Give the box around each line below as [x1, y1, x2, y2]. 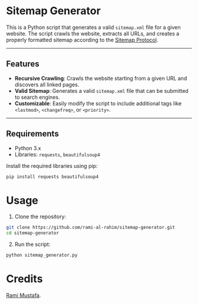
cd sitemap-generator [6, 230, 60, 236]
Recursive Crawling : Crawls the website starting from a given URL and [14, 75, 187, 82]
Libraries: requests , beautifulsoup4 [14, 151, 100, 158]
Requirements [6, 129, 59, 139]
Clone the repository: [14, 213, 67, 220]
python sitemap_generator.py [6, 253, 78, 258]
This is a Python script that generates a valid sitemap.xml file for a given [6, 24, 181, 31]
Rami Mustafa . [6, 292, 41, 299]
